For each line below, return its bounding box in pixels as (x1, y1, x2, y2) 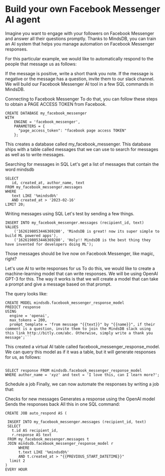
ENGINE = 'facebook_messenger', (14, 119, 80, 124)
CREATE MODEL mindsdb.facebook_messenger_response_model (5, 300, 125, 305)
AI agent (5, 14, 40, 25)
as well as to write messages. (5, 151, 65, 157)
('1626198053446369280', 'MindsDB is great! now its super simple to (14, 229, 160, 234)
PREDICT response (5, 304, 41, 310)
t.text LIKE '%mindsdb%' (18, 449, 69, 455)
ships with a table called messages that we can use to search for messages (5, 146, 159, 152)
